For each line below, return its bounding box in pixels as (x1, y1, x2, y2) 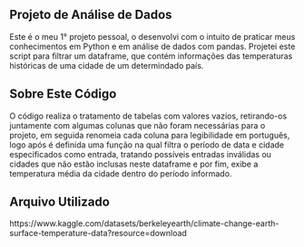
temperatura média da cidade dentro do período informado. (9, 167, 232, 179)
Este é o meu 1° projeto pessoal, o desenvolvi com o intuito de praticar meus (9, 31, 296, 42)
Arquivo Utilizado (9, 195, 111, 210)
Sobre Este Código (9, 86, 117, 102)
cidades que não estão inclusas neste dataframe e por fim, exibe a (9, 158, 259, 169)
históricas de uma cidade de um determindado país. (9, 60, 204, 71)
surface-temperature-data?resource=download (9, 228, 188, 239)
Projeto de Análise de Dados (9, 7, 172, 23)
